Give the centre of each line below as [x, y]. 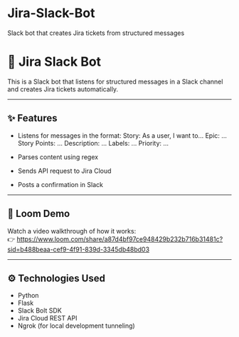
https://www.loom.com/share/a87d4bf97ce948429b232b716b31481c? [120, 239]
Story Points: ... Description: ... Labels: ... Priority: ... [93, 143]
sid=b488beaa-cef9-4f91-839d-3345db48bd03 [79, 249]
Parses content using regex [58, 157]
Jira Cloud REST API [47, 318]
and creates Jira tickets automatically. [63, 89]
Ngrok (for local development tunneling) [76, 326]
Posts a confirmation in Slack [60, 184]
